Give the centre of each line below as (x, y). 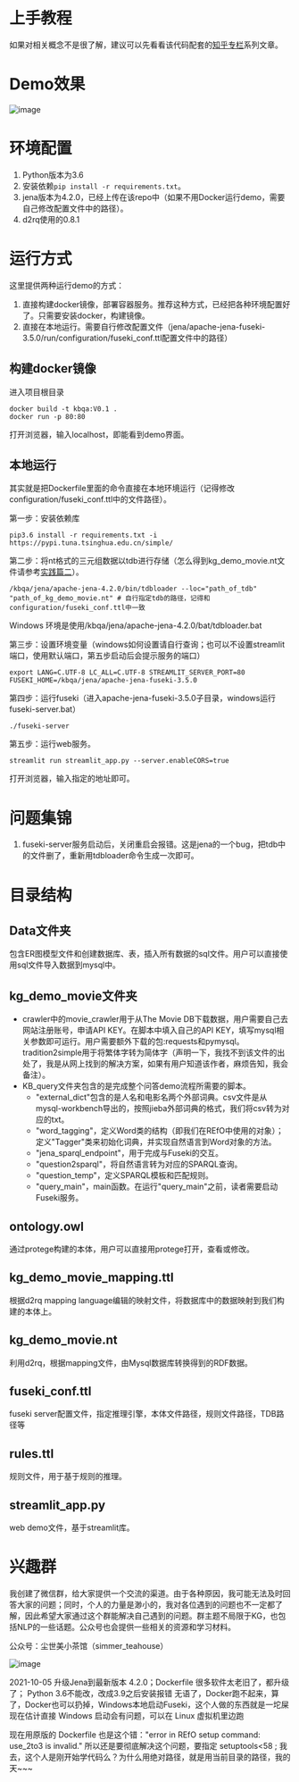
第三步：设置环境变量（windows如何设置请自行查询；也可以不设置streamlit (147, 645)
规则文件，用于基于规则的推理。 (68, 1477)
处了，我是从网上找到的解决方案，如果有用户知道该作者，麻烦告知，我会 (155, 1064)
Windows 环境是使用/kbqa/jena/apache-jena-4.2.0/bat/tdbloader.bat (136, 625)
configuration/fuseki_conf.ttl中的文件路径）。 (91, 499)
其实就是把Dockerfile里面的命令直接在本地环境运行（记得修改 (122, 489)
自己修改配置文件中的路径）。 (75, 208)
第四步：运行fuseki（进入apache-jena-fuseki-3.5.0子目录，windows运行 (143, 699)
